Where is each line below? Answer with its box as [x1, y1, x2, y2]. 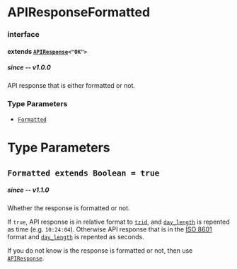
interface [7, 30, 40, 40]
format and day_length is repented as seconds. [7, 232, 144, 241]
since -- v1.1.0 [7, 185, 50, 195]
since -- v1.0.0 [7, 63, 52, 71]
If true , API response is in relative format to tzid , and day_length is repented [7, 217, 230, 226]
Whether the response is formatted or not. [7, 203, 130, 212]
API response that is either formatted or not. [7, 81, 136, 89]
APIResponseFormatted [7, 4, 151, 21]
